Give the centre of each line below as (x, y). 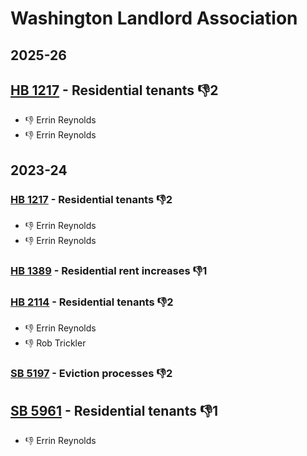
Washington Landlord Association (154, 18)
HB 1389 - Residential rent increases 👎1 (109, 270)
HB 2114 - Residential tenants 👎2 (92, 302)
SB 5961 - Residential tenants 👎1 (114, 410)
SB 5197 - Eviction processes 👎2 (91, 374)
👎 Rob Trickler (55, 343)
